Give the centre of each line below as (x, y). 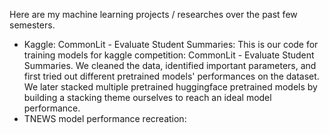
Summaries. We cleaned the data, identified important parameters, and (170, 65)
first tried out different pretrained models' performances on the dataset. (171, 76)
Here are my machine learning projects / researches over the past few (153, 14)
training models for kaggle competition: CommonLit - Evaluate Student (169, 55)
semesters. (32, 25)
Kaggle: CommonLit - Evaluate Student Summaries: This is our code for (171, 44)
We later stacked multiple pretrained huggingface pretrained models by (170, 87)
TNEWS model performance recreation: (105, 118)
